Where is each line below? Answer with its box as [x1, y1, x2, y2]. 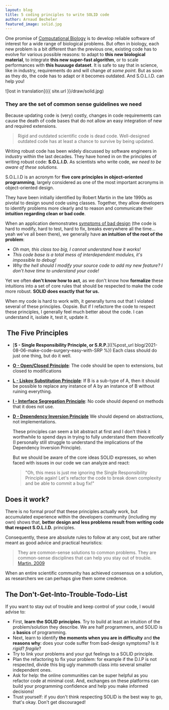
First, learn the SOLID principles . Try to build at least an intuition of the [12, 619, 160, 625]
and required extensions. [5, 123, 57, 129]
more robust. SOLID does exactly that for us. [5, 288, 100, 294]
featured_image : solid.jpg [5, 21, 62, 27]
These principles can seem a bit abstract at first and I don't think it [12, 429, 151, 435]
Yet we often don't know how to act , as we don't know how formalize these [5, 277, 163, 283]
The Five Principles [7, 328, 69, 337]
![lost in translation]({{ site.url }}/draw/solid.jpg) [5, 88, 104, 94]
